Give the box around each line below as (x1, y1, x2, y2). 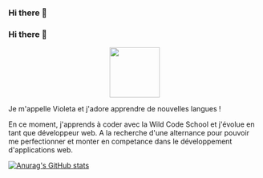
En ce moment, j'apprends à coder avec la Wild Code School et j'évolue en (8, 119, 255, 129)
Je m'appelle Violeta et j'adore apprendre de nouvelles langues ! (8, 104, 222, 114)
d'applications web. (8, 145, 74, 155)
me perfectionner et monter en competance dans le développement (8, 136, 233, 147)
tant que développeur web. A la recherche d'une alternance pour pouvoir (8, 128, 250, 138)
